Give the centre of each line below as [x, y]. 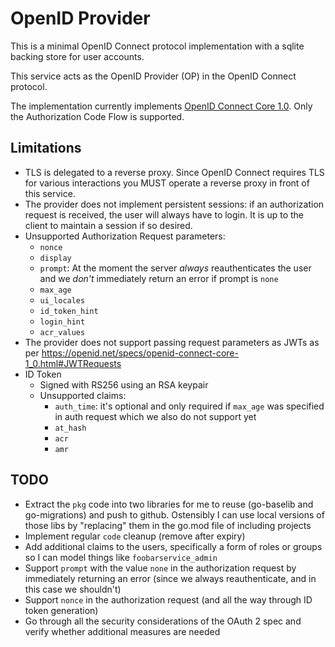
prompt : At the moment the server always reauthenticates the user [175, 268]
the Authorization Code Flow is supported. [97, 116]
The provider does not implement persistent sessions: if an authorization [174, 204]
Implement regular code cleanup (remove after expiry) [135, 536]
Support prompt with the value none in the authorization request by [160, 568]
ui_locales [62, 300]
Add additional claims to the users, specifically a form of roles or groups [173, 546]
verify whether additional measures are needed [122, 631]
